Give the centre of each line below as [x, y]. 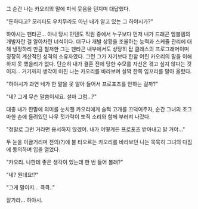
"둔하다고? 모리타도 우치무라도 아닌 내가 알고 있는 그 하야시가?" [80, 21]
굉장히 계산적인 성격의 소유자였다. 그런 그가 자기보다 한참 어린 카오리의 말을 [94, 56]
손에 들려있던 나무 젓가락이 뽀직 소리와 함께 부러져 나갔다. [84, 117]
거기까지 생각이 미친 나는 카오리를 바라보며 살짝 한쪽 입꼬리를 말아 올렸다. [107, 71]
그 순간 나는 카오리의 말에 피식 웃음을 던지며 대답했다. [68, 9]
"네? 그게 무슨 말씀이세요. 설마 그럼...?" [52, 96]
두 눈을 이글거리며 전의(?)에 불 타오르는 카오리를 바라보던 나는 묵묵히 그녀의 [94, 142]
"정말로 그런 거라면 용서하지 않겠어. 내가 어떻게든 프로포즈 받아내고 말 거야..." [96, 129]
